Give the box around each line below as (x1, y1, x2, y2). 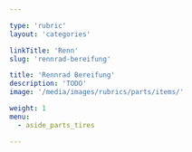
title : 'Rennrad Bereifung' (9, 71, 116, 80)
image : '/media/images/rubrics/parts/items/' (9, 88, 184, 97)
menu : (9, 112, 30, 121)
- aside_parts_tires (17, 120, 95, 129)
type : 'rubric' (9, 21, 67, 30)
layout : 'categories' (9, 29, 91, 39)
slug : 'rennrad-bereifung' (9, 54, 111, 63)
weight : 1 (9, 104, 47, 113)
